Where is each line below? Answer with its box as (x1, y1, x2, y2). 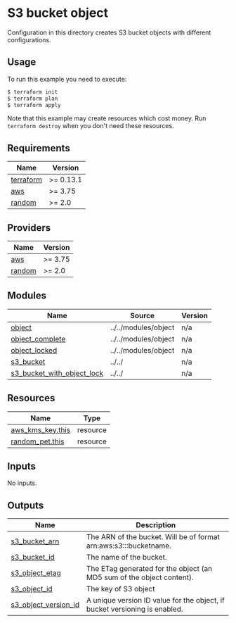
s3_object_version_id (11, 600, 80, 610)
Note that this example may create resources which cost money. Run (7, 114, 206, 122)
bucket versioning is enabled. (86, 604, 184, 614)
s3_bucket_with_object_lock (11, 368, 104, 378)
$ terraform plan (7, 95, 58, 102)
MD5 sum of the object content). (86, 572, 195, 582)
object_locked (11, 345, 58, 355)
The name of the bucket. (86, 553, 167, 562)
